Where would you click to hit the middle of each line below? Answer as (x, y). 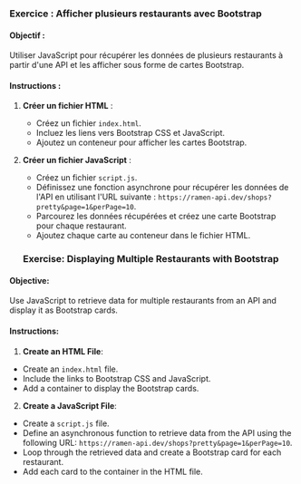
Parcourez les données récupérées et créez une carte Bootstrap (156, 217)
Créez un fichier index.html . (89, 123)
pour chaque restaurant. (81, 226)
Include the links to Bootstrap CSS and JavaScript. (117, 378)
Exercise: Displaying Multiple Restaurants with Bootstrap (150, 259)
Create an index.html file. (70, 369)
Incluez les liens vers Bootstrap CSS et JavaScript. (130, 133)
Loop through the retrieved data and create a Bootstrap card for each (152, 452)
